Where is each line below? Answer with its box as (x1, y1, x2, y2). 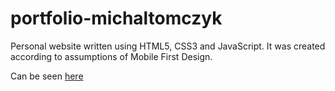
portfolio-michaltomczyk (10, 7, 223, 30)
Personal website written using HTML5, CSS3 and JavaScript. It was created (10, 40, 326, 52)
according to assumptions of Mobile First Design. (10, 50, 213, 62)
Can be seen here (10, 70, 84, 82)
